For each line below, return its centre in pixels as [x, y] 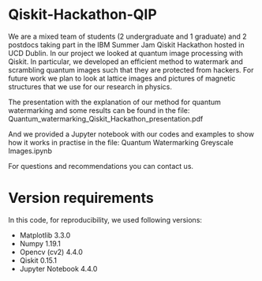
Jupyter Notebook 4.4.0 [58, 268]
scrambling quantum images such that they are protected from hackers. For [131, 69]
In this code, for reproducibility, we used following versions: [105, 219]
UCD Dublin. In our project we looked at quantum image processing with [125, 53]
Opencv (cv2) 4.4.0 [51, 252]
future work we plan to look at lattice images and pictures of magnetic [122, 78]
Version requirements [81, 198]
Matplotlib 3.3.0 [45, 235]
